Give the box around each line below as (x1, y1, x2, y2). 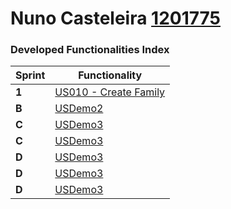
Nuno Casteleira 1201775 (10, 7, 222, 30)
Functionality (78, 68, 143, 82)
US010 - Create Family (54, 85, 166, 99)
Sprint (15, 68, 46, 82)
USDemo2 (54, 102, 104, 116)
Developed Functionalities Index (10, 43, 170, 57)
